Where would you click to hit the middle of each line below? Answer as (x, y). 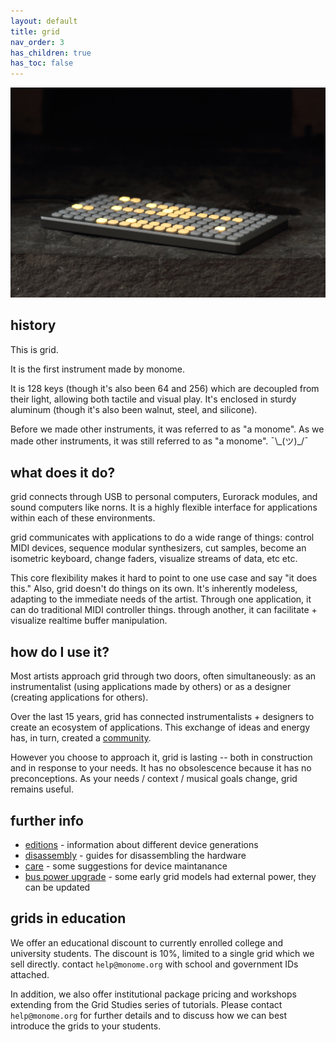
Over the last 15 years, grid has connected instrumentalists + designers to (162, 717)
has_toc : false (42, 63)
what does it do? (63, 473)
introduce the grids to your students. (86, 1026)
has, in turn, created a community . (81, 738)
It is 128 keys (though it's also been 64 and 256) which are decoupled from (165, 388)
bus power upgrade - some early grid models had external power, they (170, 877)
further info (47, 820)
